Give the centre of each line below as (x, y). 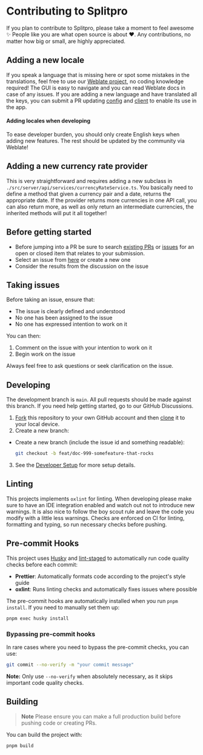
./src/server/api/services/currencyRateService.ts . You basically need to (100, 187)
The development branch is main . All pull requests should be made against (99, 400)
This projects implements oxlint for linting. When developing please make (99, 499)
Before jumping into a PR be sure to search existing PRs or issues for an (105, 247)
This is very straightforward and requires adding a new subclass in (89, 181)
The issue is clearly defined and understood (70, 311)
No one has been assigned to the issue (64, 318)
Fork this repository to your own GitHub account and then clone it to (100, 418)
